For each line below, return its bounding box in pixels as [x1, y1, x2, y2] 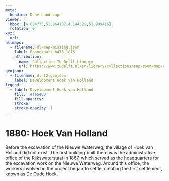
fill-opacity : [14, 96, 44, 101]
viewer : [5, 17, 22, 22]
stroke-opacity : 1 [14, 106, 53, 111]
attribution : [14, 54, 42, 59]
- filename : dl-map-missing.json [10, 45, 80, 50]
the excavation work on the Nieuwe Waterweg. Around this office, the [5, 160, 149, 166]
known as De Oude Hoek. [5, 171, 58, 177]
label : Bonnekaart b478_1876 [14, 49, 75, 54]
